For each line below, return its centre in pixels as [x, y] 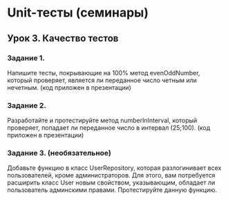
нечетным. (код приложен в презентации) [69, 87]
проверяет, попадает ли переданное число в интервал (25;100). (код [109, 128]
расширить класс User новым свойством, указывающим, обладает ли [111, 183]
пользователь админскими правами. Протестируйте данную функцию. [112, 190]
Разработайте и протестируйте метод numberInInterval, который [102, 121]
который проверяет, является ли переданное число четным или [102, 80]
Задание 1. [26, 58]
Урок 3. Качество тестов [63, 38]
